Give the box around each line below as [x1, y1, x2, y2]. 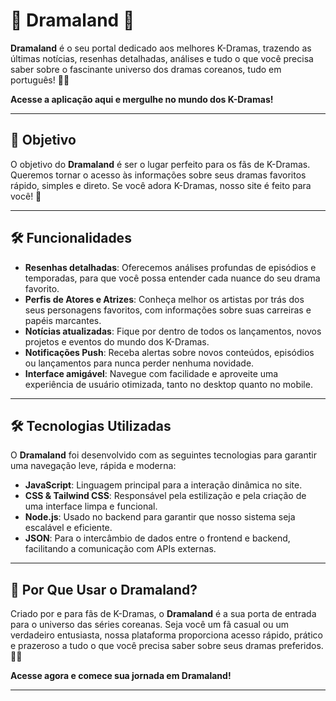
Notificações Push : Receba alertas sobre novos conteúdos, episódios [24, 346, 315, 358]
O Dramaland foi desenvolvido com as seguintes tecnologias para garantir [10, 449, 317, 461]
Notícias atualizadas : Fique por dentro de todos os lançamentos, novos [24, 325, 322, 337]
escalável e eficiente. [24, 522, 113, 534]
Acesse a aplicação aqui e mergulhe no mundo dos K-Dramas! [10, 93, 274, 105]
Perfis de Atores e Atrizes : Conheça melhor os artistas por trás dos [24, 293, 305, 305]
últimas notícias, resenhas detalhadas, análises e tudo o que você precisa [10, 52, 314, 64]
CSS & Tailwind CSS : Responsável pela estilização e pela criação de [24, 490, 307, 502]
